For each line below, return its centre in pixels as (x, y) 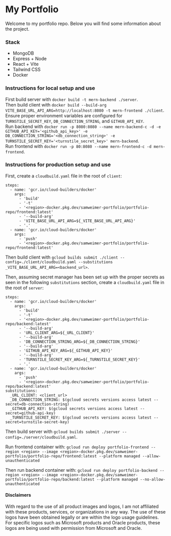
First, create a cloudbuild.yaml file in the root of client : (64, 176)
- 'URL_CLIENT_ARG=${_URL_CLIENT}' (57, 333)
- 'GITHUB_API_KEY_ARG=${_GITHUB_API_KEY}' (66, 350)
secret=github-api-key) (31, 413)
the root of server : (25, 288)
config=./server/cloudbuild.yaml (41, 437)
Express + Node (30, 59)
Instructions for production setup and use (58, 165)
